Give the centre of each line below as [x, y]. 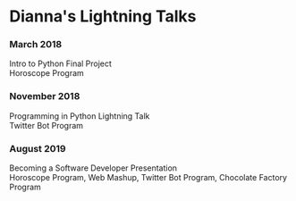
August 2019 [38, 148]
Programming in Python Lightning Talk [80, 116]
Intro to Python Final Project [60, 63]
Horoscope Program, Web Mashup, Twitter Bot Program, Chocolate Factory [148, 178]
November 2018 [45, 96]
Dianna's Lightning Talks [103, 17]
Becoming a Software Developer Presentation [93, 168]
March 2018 [36, 45]
